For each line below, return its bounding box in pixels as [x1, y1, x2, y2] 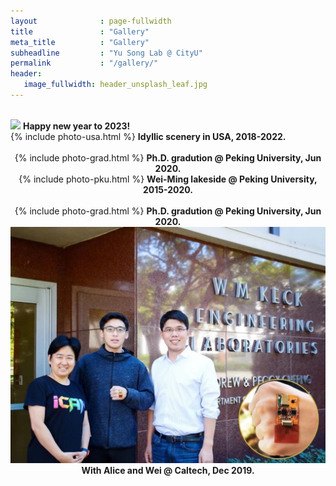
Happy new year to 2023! [22, 120, 131, 132]
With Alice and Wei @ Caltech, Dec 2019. [81, 464, 255, 476]
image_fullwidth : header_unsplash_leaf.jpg [23, 80, 208, 90]
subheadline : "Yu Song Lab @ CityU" [10, 48, 203, 58]
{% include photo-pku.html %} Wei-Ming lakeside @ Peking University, [18, 173, 318, 185]
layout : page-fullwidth [10, 16, 172, 26]
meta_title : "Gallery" [10, 37, 150, 47]
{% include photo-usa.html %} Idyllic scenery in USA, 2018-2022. [10, 130, 287, 142]
